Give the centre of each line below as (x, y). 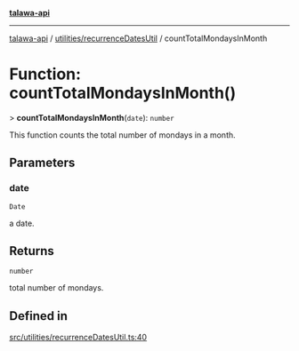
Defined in (39, 316)
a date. (22, 223)
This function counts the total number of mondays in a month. (122, 135)
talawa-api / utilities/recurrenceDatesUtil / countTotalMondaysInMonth (138, 38)
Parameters (42, 163)
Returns (32, 251)
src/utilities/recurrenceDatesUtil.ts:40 (78, 338)
